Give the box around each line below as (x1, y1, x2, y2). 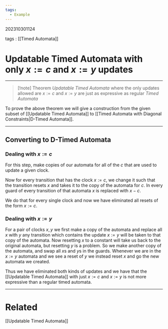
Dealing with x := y (5, 215, 52, 223)
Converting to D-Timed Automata (5, 135, 111, 144)
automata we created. (5, 259, 50, 265)
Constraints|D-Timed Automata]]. (5, 116, 74, 122)
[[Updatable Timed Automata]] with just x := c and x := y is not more (5, 274, 146, 280)
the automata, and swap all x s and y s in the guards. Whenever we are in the (5, 248, 161, 254)
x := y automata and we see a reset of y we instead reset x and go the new (5, 253, 159, 259)
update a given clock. (5, 167, 50, 173)
